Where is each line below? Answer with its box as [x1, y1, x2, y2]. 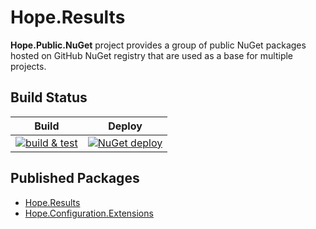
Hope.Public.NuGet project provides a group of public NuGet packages [10, 39, 307, 51]
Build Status [10, 89, 88, 106]
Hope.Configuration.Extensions [24, 207, 154, 219]
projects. [10, 60, 47, 72]
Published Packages [10, 170, 140, 187]
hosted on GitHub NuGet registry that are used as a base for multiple [10, 49, 294, 61]
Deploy [108, 119, 143, 133]
